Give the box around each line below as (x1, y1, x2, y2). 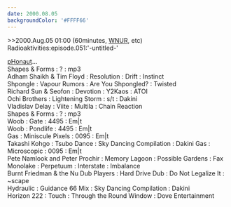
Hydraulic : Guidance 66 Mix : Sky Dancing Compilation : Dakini (7, 184, 190, 192)
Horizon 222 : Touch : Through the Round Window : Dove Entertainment (7, 191, 215, 200)
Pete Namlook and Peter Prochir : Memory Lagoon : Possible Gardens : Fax (7, 154, 224, 162)
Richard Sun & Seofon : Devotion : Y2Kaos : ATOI (7, 87, 148, 95)
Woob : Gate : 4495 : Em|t (7, 116, 83, 125)
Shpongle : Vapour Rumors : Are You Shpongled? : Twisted (7, 79, 177, 88)
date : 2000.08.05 (7, 10, 58, 18)
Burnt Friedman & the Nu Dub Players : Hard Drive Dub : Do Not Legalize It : (7, 169, 225, 178)
